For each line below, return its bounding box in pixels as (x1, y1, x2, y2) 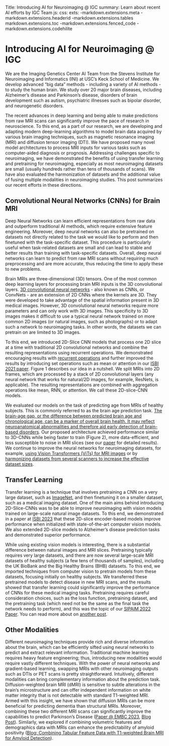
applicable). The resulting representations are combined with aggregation (5, 382, 158, 388)
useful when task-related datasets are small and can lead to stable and (5, 244, 152, 251)
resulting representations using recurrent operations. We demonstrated (5, 349, 153, 355)
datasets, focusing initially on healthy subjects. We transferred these (5, 573, 147, 579)
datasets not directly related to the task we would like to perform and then (5, 234, 158, 240)
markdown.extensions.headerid (5, 15, 71, 21)
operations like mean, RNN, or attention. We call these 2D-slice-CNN (5, 387, 148, 393)
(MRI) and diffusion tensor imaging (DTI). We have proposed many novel (5, 139, 155, 145)
